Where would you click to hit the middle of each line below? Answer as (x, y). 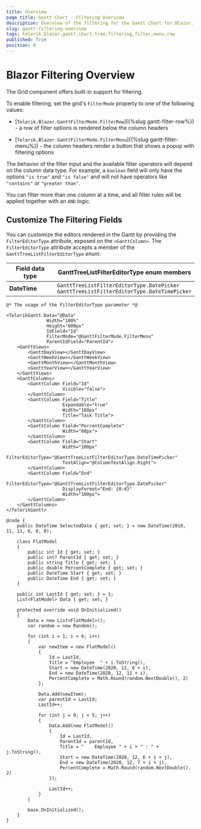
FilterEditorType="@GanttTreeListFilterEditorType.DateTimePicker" (92, 457)
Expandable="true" (86, 405)
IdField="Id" (63, 331)
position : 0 (21, 46)
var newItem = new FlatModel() (77, 647)
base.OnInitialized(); (56, 810)
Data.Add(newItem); (62, 694)
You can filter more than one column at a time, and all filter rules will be (94, 194)
